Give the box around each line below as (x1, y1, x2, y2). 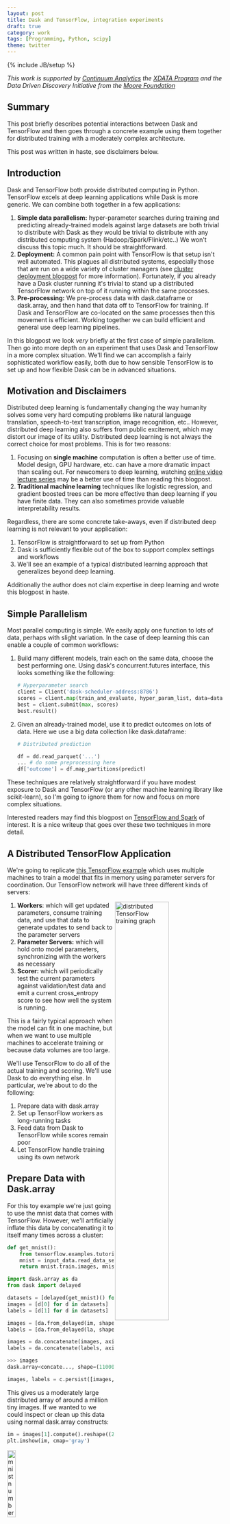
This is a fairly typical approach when (7, 1016, 113, 1025)
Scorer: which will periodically (16, 966, 103, 975)
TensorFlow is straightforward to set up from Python (16, 538, 165, 547)
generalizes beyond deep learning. (16, 567, 116, 576)
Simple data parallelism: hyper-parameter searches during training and (16, 214, 220, 222)
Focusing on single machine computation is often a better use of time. (16, 453, 216, 462)
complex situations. (7, 800, 62, 808)
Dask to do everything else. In (7, 1073, 92, 1082)
